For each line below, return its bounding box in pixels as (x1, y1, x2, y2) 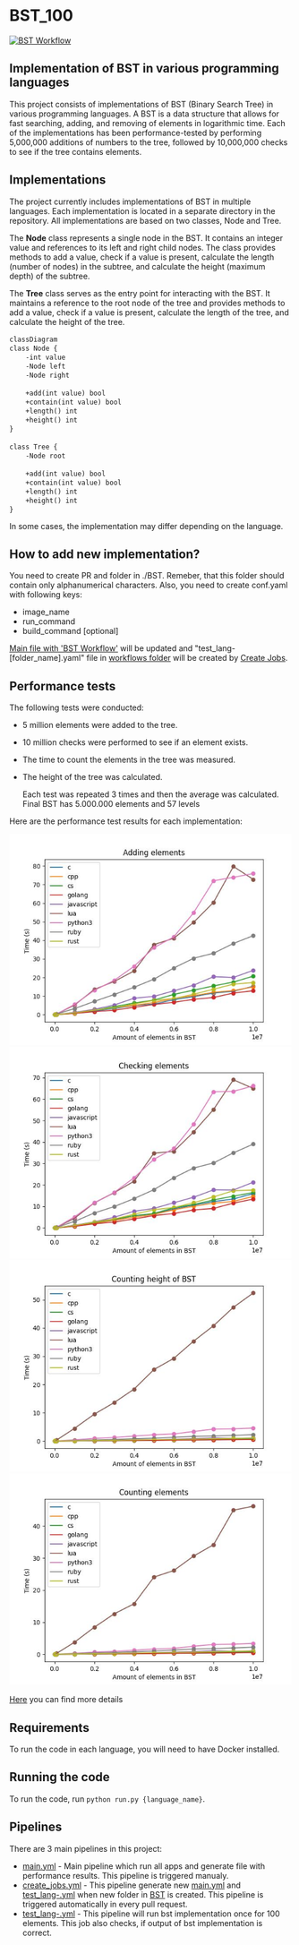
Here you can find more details (9, 1694, 124, 1705)
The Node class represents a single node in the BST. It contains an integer (9, 232, 284, 243)
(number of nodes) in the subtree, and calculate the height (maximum (9, 261, 266, 271)
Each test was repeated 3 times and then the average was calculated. (21, 789, 279, 800)
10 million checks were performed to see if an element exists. (21, 737, 249, 748)
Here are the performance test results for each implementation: (9, 816, 243, 827)
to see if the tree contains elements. (9, 146, 142, 157)
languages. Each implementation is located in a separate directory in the (9, 205, 276, 216)
